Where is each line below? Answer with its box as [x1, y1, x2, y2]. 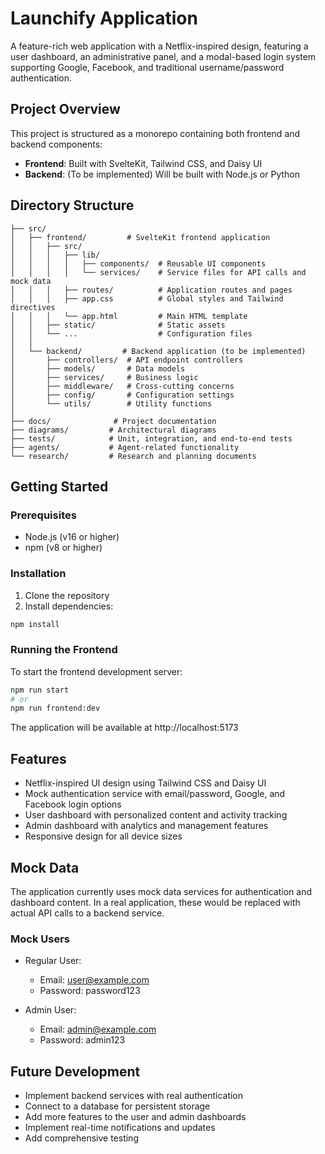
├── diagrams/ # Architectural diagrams [10, 425, 217, 435]
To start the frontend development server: [10, 665, 183, 677]
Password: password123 [39, 985, 141, 997]
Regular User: [24, 955, 82, 967]
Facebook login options [24, 798, 122, 811]
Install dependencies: [24, 600, 114, 612]
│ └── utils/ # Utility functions [10, 398, 213, 409]
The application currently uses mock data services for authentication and [10, 885, 313, 897]
